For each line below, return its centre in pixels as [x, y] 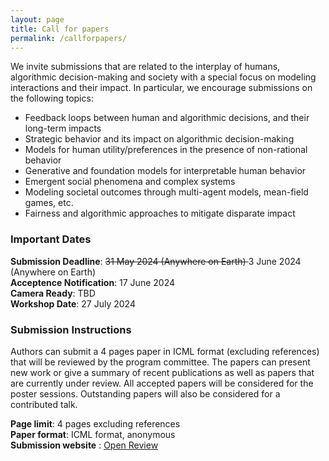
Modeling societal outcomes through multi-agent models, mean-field [166, 192]
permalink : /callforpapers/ [69, 38]
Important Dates [51, 239]
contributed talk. [44, 404]
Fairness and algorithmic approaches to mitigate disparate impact [160, 213]
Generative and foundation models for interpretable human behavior [165, 171]
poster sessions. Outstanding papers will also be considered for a [145, 393]
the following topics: [52, 98]
